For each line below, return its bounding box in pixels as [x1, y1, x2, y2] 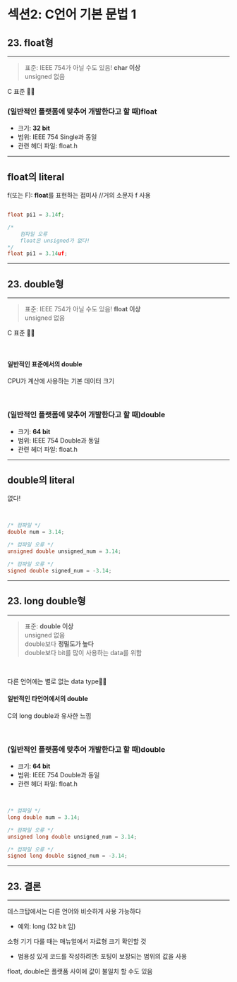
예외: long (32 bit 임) [17, 922, 76, 930]
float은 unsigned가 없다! [20, 237, 90, 244]
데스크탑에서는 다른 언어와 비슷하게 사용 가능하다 [7, 907, 142, 916]
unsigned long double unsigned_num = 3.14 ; [7, 833, 138, 840]
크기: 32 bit [17, 124, 51, 133]
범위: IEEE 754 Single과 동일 [17, 133, 97, 141]
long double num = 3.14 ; [7, 813, 80, 821]
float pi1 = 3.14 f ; [7, 211, 65, 219]
